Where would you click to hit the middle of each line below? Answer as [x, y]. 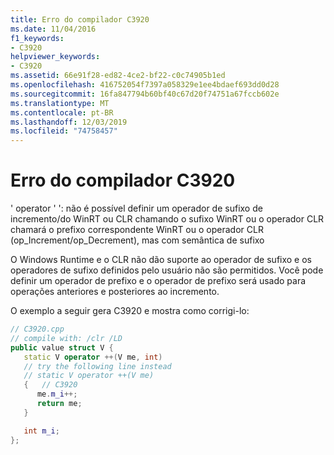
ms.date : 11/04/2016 [53, 29]
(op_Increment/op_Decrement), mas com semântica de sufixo [137, 240]
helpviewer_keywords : [55, 57]
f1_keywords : [37, 38]
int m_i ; [41, 431]
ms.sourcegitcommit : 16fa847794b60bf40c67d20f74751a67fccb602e [145, 94]
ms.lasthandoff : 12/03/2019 [69, 122]
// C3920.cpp [37, 329]
